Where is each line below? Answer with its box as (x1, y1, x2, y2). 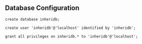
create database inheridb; (5, 17, 60, 22)
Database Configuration (5, 4, 80, 12)
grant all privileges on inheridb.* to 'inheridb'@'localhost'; (5, 34, 138, 39)
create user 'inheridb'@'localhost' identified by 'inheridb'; (5, 25, 136, 30)
